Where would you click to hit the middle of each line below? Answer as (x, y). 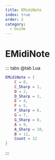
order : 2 (14, 19)
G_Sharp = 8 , (28, 120)
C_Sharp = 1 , (28, 87)
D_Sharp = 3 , (28, 96)
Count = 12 (26, 139)
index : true (18, 15)
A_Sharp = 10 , (29, 129)
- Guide (18, 29)
